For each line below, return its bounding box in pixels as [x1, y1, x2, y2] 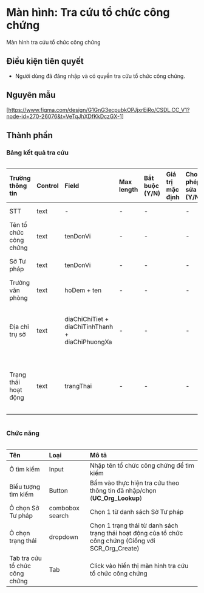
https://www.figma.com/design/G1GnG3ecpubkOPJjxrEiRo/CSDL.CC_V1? [8, 106, 190, 113]
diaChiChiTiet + [64, 315, 109, 324]
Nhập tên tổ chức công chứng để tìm [90, 461, 194, 470]
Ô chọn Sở [9, 504, 39, 512]
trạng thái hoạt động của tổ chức [90, 529, 183, 537]
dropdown [49, 532, 79, 541]
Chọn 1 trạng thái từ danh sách [90, 521, 178, 530]
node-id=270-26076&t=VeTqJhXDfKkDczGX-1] [6, 113, 124, 120]
